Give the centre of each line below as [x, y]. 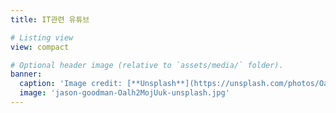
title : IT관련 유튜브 [50, 19]
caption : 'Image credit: [71, 84]
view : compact [40, 47]
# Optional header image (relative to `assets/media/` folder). [147, 65]
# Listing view [42, 37]
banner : [26, 74]
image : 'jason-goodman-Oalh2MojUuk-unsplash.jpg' [124, 93]
